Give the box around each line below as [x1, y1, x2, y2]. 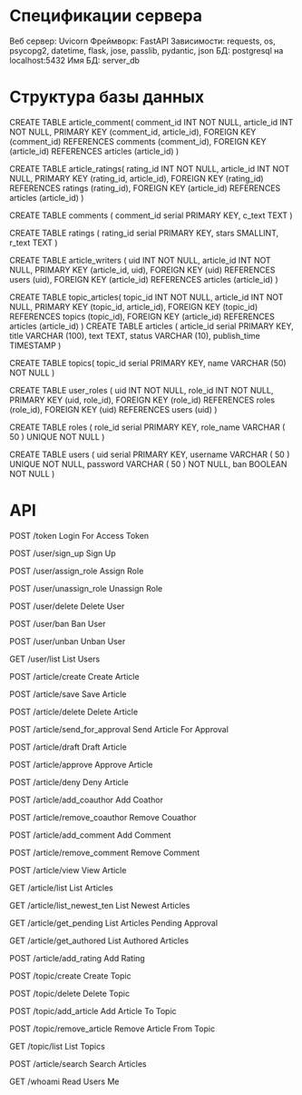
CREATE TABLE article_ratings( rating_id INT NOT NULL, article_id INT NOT [9, 163, 290, 174]
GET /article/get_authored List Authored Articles [9, 935, 189, 946]
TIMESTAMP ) [9, 340, 62, 351]
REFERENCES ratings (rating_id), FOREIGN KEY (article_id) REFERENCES [9, 183, 281, 194]
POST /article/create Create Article [9, 671, 140, 682]
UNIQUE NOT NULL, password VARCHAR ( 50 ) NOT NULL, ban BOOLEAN [9, 458, 287, 469]
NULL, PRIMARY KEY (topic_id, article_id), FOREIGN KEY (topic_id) [9, 301, 258, 312]
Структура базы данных [9, 87, 205, 107]
